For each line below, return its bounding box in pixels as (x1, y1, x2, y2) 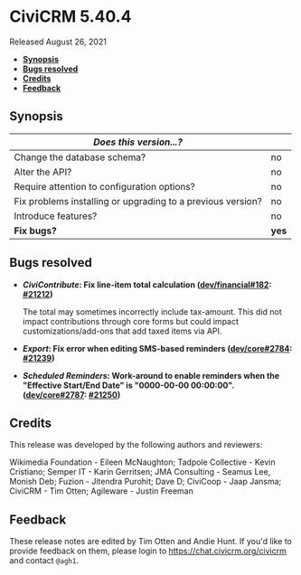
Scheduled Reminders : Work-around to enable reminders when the (22, 370, 280, 381)
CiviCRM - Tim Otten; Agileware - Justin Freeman (9, 485, 194, 496)
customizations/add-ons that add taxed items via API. (22, 325, 222, 336)
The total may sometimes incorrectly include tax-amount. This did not (22, 306, 282, 317)
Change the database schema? (14, 151, 146, 164)
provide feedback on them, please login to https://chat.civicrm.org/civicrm (9, 545, 287, 557)
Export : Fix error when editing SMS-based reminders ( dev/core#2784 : (22, 343, 293, 353)
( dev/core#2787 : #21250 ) (22, 389, 121, 400)
